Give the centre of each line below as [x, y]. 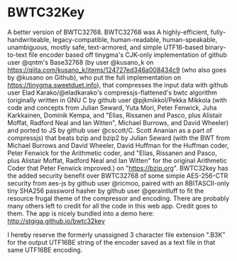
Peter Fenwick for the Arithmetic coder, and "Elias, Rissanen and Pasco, [112, 153]
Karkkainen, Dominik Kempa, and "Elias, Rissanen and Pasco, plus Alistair [115, 115]
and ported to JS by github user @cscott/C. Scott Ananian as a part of [110, 130]
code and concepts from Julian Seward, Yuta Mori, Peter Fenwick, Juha [112, 107]
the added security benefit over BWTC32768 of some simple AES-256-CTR [118, 176]
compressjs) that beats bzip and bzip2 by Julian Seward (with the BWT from [119, 138]
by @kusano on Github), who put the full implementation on [94, 77]
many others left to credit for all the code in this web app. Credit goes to [112, 206]
